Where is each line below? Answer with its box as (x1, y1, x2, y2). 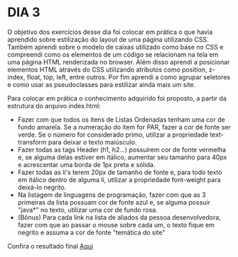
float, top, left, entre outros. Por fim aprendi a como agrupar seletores (26, 72, 231, 81)
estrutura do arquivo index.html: (7, 101, 101, 110)
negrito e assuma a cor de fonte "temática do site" (17, 228, 166, 236)
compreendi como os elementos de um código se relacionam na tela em (7, 50, 219, 59)
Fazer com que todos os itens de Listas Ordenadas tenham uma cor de (17, 115, 225, 124)
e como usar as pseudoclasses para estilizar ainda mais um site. (7, 80, 196, 88)
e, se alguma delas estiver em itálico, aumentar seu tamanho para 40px (17, 153, 227, 161)
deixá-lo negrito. (17, 183, 67, 191)
